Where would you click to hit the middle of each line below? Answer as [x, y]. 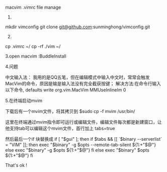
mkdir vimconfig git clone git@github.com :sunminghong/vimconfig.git [78, 27]
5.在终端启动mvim [24, 101]
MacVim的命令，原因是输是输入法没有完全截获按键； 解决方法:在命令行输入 [83, 83]
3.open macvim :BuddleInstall [36, 56]
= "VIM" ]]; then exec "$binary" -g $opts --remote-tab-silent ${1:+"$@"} [81, 145]
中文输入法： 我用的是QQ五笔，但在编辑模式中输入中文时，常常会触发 [77, 77]
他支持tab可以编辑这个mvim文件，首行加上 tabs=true [60, 128]
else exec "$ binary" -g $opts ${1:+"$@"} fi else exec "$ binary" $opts [77, 150]
